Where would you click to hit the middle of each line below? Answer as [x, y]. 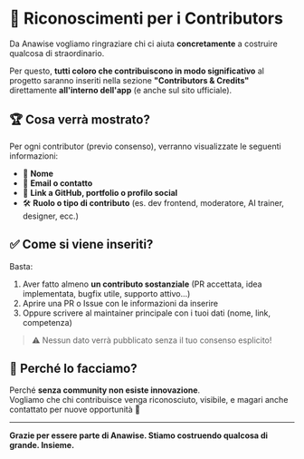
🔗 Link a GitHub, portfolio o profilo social [100, 192]
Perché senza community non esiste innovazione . [105, 390]
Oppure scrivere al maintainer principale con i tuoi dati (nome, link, [147, 313]
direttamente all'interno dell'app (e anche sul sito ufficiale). [121, 90]
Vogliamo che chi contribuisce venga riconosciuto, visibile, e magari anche [149, 400]
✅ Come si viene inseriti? [81, 244]
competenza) [47, 322]
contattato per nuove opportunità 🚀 [75, 410]
